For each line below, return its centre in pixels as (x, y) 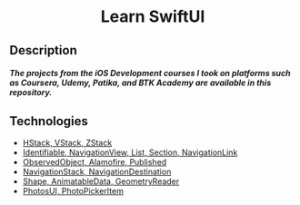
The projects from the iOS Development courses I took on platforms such (150, 73)
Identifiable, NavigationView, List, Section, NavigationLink (130, 152)
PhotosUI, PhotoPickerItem (73, 190)
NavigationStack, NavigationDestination (97, 171)
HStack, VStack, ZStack (67, 142)
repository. (31, 93)
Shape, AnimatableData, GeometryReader (101, 181)
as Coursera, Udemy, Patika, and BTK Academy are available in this (140, 83)
